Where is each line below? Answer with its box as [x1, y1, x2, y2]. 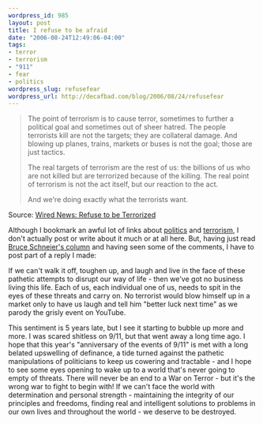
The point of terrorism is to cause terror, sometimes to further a [27, 114, 235, 123]
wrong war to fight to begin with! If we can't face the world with [8, 382, 216, 392]
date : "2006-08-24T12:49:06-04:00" [8, 33, 126, 42]
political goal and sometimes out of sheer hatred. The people [27, 122, 227, 132]
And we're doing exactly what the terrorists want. [27, 195, 188, 204]
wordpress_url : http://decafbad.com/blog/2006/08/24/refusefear [8, 92, 224, 100]
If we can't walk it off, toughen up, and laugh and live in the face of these [8, 266, 246, 276]
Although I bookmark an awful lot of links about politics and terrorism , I [8, 226, 239, 235]
